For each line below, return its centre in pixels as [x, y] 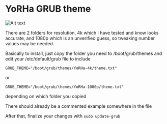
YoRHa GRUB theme [48, 9]
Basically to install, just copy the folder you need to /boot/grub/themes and [84, 53]
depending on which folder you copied [46, 96]
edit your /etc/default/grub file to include [48, 58]
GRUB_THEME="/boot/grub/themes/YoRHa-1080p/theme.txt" [65, 87]
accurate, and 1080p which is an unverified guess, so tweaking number [80, 38]
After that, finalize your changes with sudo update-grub [63, 116]
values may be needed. [30, 43]
